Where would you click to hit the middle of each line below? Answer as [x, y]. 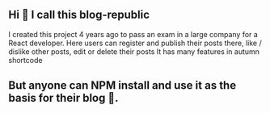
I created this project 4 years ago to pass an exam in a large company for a [133, 34]
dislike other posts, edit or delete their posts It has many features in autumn [134, 51]
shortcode [25, 60]
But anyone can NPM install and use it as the [122, 86]
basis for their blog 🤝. [63, 98]
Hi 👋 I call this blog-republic [79, 15]
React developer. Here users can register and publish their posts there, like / [135, 43]
